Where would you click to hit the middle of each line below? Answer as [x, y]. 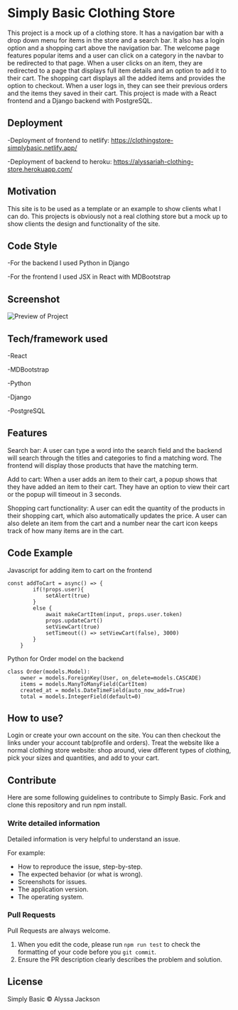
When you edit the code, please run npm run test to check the [109, 944]
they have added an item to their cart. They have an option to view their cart [118, 487]
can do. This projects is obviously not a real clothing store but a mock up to [118, 216]
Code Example [40, 553]
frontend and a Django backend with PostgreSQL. [80, 100]
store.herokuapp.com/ [40, 169]
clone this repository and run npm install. [67, 805]
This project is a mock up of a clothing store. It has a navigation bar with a [115, 33]
